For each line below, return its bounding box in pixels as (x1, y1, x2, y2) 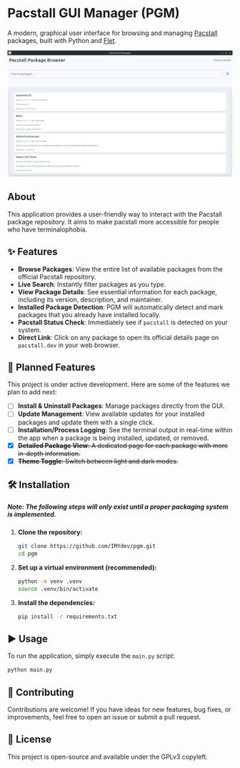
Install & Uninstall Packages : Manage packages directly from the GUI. (17, 402, 225, 410)
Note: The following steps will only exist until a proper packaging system (7, 502, 229, 511)
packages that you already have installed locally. (17, 310, 161, 319)
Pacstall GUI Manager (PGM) (7, 5, 180, 21)
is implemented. (7, 509, 56, 519)
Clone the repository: (17, 528, 83, 537)
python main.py (7, 667, 53, 674)
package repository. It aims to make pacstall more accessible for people (7, 217, 219, 226)
